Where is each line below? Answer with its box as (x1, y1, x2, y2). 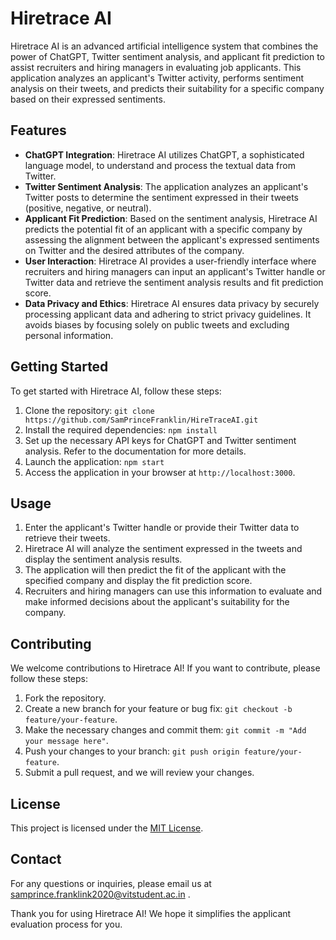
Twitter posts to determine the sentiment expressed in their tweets (24, 191, 300, 203)
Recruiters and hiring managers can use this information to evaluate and (24, 585, 323, 597)
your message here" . (24, 735, 109, 747)
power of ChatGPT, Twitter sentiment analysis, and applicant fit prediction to (10, 50, 325, 62)
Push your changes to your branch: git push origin (24, 745, 240, 757)
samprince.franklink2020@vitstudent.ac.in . (10, 888, 191, 900)
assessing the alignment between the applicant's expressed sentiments (24, 233, 320, 246)
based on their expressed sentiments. (10, 93, 166, 105)
